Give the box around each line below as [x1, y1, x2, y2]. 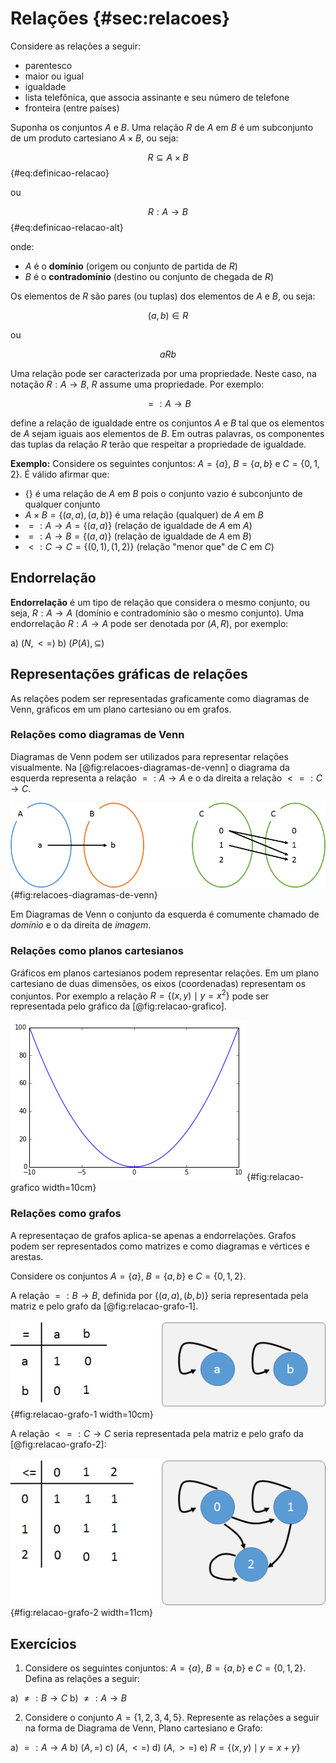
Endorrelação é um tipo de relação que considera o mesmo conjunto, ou [10, 596, 311, 608]
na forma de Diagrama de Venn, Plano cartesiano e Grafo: [24, 1722, 263, 1734]
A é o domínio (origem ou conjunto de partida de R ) [24, 260, 238, 272]
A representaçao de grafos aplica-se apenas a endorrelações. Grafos [10, 1229, 297, 1241]
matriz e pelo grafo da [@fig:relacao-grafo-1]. [10, 1300, 199, 1312]
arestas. [10, 1250, 44, 1262]
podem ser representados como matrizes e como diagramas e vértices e [10, 1240, 310, 1252]
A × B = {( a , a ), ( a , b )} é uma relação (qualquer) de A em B [24, 508, 264, 521]
